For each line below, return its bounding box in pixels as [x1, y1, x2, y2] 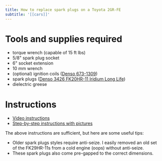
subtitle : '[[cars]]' [5, 12, 50, 17]
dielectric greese [12, 81, 47, 87]
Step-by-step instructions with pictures [12, 120, 93, 127]
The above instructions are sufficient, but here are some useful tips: [5, 130, 144, 136]
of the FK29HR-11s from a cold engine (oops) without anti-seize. [12, 145, 144, 151]
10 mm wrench [12, 66, 43, 72]
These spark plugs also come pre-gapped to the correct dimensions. [12, 150, 154, 157]
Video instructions [12, 115, 50, 121]
